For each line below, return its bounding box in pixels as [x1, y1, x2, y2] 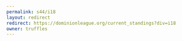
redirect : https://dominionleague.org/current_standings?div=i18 [6, 20, 176, 26]
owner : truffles [6, 25, 48, 32]
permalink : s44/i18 [6, 8, 56, 15]
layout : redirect [6, 14, 51, 20]
